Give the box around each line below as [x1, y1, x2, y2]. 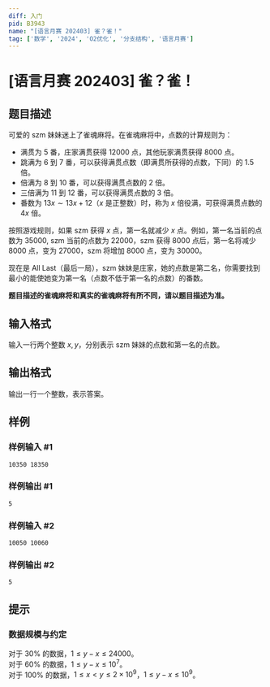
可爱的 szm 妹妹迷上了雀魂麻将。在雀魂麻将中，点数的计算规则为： [8, 130, 233, 140]
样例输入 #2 [8, 520, 55, 531]
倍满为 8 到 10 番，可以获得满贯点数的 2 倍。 [19, 178, 170, 188]
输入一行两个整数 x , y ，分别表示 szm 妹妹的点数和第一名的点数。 [8, 340, 225, 350]
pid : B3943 [8, 20, 45, 28]
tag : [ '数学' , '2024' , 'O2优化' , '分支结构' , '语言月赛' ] [8, 34, 194, 43]
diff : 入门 [8, 11, 43, 20]
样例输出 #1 [8, 480, 53, 492]
